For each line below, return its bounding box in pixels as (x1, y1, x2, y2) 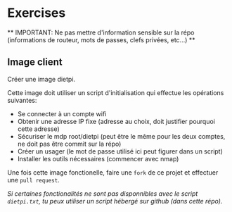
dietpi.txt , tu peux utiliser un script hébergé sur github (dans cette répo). (7, 197, 223, 205)
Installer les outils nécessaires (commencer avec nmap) (17, 154, 179, 163)
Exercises (7, 5, 66, 21)
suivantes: (7, 96, 37, 104)
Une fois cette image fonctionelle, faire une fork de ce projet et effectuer (7, 168, 219, 177)
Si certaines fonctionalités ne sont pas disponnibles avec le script (7, 189, 198, 198)
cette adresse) (17, 125, 60, 133)
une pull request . (7, 175, 60, 184)
